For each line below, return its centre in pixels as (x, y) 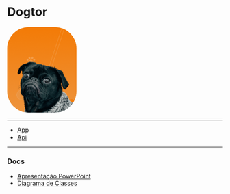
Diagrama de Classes (47, 183)
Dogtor (27, 12)
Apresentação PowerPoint (54, 176)
